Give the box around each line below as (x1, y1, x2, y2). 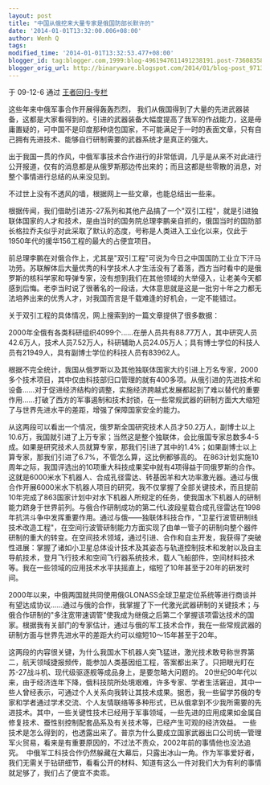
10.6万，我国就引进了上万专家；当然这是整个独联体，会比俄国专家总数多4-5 (8, 432, 260, 442)
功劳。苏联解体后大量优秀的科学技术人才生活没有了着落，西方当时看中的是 (8, 263, 255, 273)
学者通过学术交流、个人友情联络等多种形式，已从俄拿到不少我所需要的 (22, 697, 255, 707)
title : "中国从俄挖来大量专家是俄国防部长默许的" (8, 19, 155, 27)
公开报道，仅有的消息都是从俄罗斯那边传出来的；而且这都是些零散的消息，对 (8, 162, 262, 171)
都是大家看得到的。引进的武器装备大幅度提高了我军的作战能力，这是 (29, 114, 255, 124)
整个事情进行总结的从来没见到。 (8, 171, 114, 181)
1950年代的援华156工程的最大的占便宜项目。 (8, 236, 156, 245)
